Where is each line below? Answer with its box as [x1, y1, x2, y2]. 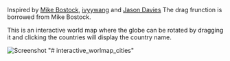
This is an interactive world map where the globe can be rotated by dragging [7, 26, 224, 34]
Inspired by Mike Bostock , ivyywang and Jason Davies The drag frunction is [7, 6, 222, 14]
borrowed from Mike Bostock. [7, 13, 91, 21]
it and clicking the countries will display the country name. [7, 33, 172, 41]
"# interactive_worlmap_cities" [47, 47, 135, 54]
